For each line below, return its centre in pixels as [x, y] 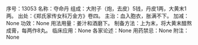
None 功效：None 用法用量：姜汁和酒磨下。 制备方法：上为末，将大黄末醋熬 [99, 23]
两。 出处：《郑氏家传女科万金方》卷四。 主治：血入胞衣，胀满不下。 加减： [98, 16]
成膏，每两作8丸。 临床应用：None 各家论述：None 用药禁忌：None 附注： [98, 30]
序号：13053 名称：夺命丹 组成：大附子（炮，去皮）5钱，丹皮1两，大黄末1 [96, 8]
